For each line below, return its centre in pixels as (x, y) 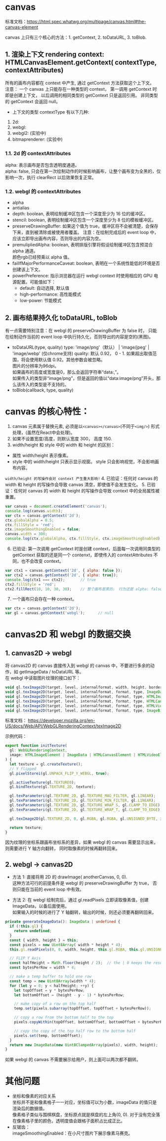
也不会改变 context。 (42, 561)
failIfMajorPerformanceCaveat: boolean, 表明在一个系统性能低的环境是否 (86, 263)
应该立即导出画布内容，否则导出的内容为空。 (58, 239)
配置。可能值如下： (36, 282)
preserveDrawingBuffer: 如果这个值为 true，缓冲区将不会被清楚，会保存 (85, 226)
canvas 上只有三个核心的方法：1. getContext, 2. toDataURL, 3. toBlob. (76, 37)
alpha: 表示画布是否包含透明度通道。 (42, 165)
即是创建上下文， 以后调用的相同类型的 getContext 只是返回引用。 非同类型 (82, 95)
